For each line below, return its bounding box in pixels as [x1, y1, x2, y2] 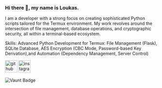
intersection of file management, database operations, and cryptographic [5, 26, 152, 32]
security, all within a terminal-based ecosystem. [5, 31, 101, 37]
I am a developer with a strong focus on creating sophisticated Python [5, 16, 146, 21]
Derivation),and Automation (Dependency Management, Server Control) [5, 51, 149, 56]
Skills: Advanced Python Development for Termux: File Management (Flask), [5, 40, 158, 46]
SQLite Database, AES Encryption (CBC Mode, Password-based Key [5, 46, 142, 52]
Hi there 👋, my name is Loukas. [5, 4, 79, 11]
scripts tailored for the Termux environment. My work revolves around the [5, 20, 153, 26]
